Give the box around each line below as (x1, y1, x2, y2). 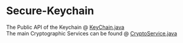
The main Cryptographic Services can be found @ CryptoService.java (6, 29, 177, 37)
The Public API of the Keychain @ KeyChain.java (6, 24, 125, 31)
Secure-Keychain (6, 4, 94, 18)
